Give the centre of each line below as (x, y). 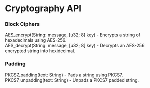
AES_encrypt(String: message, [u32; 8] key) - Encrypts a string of (73, 35)
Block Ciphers (22, 24)
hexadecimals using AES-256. (36, 40)
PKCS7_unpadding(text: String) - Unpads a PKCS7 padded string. (72, 80)
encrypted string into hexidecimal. (40, 51)
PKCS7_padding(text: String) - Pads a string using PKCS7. (64, 75)
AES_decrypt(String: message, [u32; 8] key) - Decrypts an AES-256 (75, 46)
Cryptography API (43, 9)
